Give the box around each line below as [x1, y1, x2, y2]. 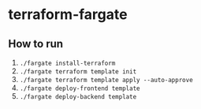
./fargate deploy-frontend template [19, 85, 140, 92]
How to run [8, 37, 64, 51]
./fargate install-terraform [19, 59, 116, 67]
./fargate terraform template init [19, 68, 137, 76]
